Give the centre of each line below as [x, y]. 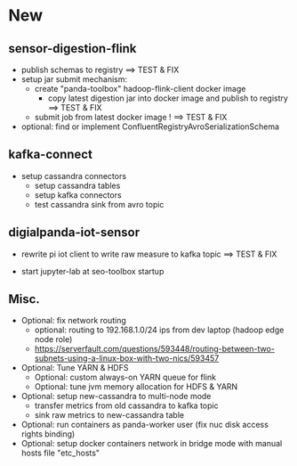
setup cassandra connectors [73, 176]
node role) [53, 339]
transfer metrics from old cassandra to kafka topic [126, 405]
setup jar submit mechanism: [74, 79]
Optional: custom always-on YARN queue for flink [125, 377]
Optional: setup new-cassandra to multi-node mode [116, 397]
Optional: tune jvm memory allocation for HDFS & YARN [136, 387]
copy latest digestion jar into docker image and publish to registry [168, 98]
